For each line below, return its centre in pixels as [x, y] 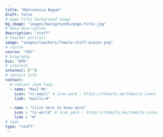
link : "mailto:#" [32, 98]
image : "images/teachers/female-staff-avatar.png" [59, 43]
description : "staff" [28, 33]
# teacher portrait [26, 38]
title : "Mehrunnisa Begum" [33, 10]
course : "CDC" [20, 52]
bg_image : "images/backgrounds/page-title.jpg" [56, 24]
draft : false [19, 15]
